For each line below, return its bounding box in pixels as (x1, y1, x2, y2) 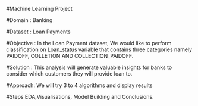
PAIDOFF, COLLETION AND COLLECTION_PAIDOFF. (6, 52, 134, 59)
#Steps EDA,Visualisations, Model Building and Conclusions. (6, 93, 154, 100)
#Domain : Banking (6, 17, 53, 23)
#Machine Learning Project (6, 5, 73, 12)
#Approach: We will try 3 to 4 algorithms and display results (6, 82, 153, 89)
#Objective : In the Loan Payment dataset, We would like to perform (6, 40, 172, 46)
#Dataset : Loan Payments (6, 28, 71, 35)
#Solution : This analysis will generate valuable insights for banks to (6, 64, 172, 71)
